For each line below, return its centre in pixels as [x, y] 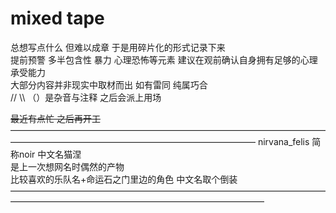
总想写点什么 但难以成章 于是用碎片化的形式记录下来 [118, 47]
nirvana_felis [283, 141]
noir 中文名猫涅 [50, 154]
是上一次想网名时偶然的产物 [67, 166]
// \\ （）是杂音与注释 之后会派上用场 [86, 97]
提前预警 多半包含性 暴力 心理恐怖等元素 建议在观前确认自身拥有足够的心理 [164, 59]
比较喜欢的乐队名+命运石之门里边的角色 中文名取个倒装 [124, 179]
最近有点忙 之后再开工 [55, 118]
